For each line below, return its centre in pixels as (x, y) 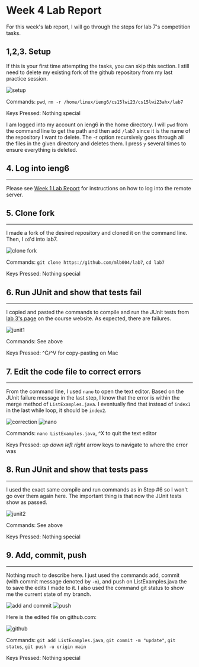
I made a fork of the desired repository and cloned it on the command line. (97, 233)
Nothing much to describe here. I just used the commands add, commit (93, 575)
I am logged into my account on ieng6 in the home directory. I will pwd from (97, 125)
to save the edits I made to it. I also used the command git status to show (95, 588)
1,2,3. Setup (29, 52)
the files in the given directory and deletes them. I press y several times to (96, 143)
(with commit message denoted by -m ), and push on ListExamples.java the (97, 581)
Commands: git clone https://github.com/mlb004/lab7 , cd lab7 (85, 262)
